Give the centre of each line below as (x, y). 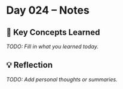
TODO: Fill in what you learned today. (52, 46)
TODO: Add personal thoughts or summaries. (62, 79)
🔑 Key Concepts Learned (53, 32)
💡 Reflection (29, 65)
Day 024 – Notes (48, 10)
